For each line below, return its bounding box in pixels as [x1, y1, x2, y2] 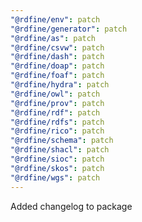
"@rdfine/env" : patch [10, 14, 101, 25]
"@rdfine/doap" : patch [10, 61, 105, 71]
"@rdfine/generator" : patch [10, 24, 128, 34]
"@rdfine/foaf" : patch [10, 71, 105, 81]
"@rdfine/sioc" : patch [10, 154, 105, 164]
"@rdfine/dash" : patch [10, 52, 105, 62]
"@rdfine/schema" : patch [10, 136, 114, 146]
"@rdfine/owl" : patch [10, 89, 101, 99]
